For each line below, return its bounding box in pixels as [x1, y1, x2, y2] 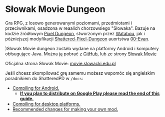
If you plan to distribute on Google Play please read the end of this [19, 90, 160, 96]
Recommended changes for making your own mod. [12, 106, 118, 112]
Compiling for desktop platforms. [12, 101, 81, 107]
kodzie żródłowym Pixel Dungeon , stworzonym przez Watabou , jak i [5, 30, 145, 36]
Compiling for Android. [12, 85, 59, 91]
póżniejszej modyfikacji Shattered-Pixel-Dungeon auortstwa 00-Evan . [5, 36, 149, 42]
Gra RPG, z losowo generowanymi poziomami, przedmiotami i [5, 20, 132, 26]
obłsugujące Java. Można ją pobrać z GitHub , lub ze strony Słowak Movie [5, 51, 157, 57]
